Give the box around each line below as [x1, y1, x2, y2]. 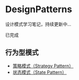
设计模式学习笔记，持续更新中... [5, 21, 72, 27]
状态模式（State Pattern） [12, 69, 67, 75]
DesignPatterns [5, 4, 72, 15]
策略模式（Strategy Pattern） [12, 63, 74, 69]
